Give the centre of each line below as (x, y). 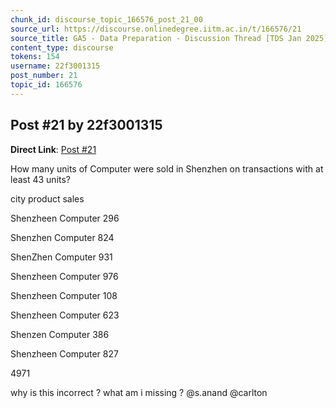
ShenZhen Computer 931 (61, 257)
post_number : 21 (44, 76)
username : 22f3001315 (55, 66)
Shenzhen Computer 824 (62, 237)
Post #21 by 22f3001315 (86, 125)
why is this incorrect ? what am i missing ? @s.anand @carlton (139, 392)
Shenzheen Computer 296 (65, 218)
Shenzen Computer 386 (60, 334)
